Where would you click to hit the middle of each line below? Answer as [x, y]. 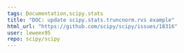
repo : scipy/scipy [34, 39]
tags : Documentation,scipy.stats [55, 13]
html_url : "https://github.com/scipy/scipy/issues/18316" [92, 26]
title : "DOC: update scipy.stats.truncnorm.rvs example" [91, 20]
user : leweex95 [29, 33]
